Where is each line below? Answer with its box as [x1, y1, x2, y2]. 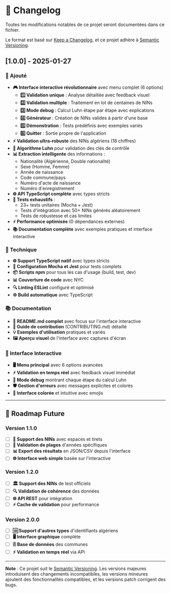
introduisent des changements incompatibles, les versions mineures [5, 571, 148, 577]
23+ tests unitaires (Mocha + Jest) [20, 201, 93, 208]
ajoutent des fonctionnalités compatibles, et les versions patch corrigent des [5, 576, 166, 583]
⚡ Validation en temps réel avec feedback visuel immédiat [12, 369, 136, 375]
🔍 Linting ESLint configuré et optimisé [12, 284, 94, 290]
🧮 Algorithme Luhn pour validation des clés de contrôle [12, 145, 130, 151]
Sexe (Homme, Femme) [20, 163, 70, 170]
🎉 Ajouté [5, 72, 27, 80]
